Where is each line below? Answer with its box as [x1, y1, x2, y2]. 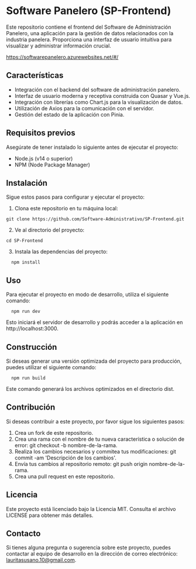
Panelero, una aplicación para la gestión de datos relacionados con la [6, 29, 174, 36]
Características [6, 70, 64, 80]
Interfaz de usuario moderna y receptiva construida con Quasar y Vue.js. [14, 92, 190, 99]
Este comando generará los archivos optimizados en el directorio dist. [6, 386, 174, 392]
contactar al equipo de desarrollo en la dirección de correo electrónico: [6, 550, 178, 557]
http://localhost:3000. [6, 325, 59, 332]
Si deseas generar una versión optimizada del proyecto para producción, [6, 357, 182, 364]
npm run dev [11, 309, 41, 315]
